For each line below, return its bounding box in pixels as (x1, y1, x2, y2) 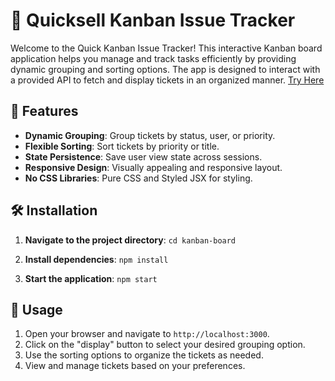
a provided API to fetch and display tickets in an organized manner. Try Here (10, 74, 325, 86)
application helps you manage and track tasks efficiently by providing (10, 52, 297, 64)
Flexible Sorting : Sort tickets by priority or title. (24, 140, 220, 152)
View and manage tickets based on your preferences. (24, 360, 246, 372)
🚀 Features (10, 103, 79, 120)
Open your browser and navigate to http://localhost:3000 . (24, 328, 270, 340)
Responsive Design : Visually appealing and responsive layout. (24, 161, 283, 173)
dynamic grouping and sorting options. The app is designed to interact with (10, 63, 321, 75)
